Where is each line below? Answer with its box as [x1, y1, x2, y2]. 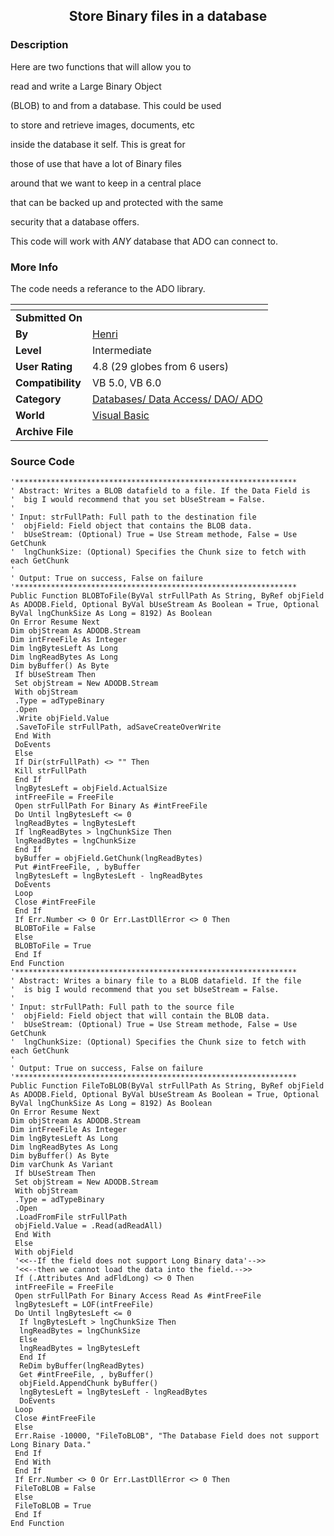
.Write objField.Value [14, 714, 110, 724]
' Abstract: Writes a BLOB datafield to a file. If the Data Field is [10, 486, 311, 496]
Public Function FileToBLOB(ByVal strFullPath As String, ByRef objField [10, 1081, 325, 1091]
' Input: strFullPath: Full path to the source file [10, 1002, 235, 1013]
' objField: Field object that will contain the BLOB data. [10, 1011, 271, 1021]
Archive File [15, 424, 74, 438]
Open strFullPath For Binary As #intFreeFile [14, 801, 208, 811]
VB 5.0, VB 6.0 [92, 375, 162, 389]
